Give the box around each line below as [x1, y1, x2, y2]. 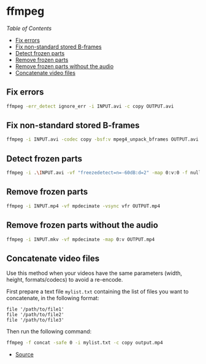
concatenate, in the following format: [6, 295, 99, 302]
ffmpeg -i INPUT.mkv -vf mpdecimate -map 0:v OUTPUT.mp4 [6, 236, 155, 242]
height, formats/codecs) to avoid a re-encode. [6, 276, 123, 284]
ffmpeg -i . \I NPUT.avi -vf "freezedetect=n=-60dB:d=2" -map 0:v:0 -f [6, 170, 188, 176]
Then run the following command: [6, 328, 92, 335]
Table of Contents [6, 25, 52, 32]
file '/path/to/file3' [6, 317, 64, 323]
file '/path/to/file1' [6, 306, 64, 312]
